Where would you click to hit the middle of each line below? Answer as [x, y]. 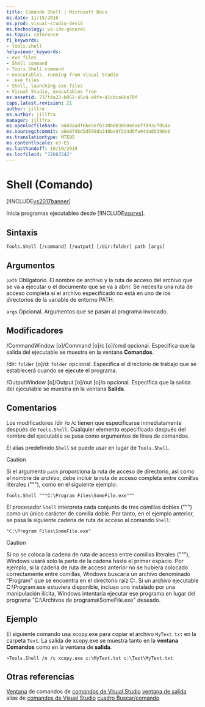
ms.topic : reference [33, 35]
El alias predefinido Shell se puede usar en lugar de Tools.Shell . [88, 447]
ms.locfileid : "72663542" [39, 154]
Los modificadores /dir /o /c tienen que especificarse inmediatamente [94, 422]
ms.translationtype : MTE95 [41, 137]
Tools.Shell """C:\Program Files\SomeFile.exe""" [71, 496]
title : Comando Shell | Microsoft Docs [57, 12]
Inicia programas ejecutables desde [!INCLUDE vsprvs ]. [76, 213]
